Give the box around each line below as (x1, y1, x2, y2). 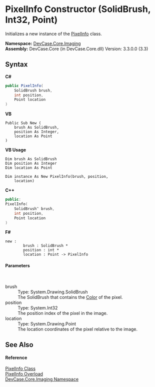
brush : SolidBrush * (23, 243, 68, 248)
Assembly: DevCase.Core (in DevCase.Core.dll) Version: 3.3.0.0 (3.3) (5, 46, 148, 52)
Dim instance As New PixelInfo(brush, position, (5, 174, 108, 179)
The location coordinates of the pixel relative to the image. (17, 326, 138, 332)
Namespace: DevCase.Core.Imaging (5, 40, 81, 46)
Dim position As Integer (5, 161, 57, 166)
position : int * (23, 248, 59, 253)
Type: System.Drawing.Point (17, 320, 76, 326)
